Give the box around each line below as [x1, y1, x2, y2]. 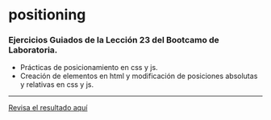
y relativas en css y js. [19, 80, 94, 89]
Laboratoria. [8, 44, 58, 56]
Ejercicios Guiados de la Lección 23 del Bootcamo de [8, 35, 219, 46]
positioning [8, 6, 86, 24]
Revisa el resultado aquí [8, 103, 88, 113]
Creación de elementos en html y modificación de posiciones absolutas [19, 71, 258, 81]
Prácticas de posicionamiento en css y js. [19, 63, 159, 72]
